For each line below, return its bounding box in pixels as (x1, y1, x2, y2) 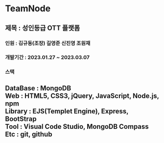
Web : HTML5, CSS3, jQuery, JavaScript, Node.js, (5, 91, 159, 100)
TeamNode (5, 3, 51, 14)
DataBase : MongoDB (5, 84, 71, 92)
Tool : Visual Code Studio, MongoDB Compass (5, 122, 149, 131)
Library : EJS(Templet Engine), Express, (5, 107, 129, 115)
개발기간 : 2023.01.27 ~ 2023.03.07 (5, 54, 90, 61)
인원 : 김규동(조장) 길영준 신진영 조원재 (5, 40, 91, 47)
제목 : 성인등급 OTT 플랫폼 (5, 24, 80, 32)
